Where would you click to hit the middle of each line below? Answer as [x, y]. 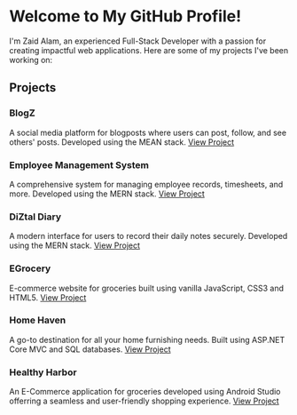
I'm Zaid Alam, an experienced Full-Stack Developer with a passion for [138, 41]
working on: [31, 60]
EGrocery [30, 268]
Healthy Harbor [43, 372]
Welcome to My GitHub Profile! [125, 16]
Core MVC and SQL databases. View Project [90, 349]
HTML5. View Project [48, 297]
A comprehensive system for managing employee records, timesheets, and [146, 184]
